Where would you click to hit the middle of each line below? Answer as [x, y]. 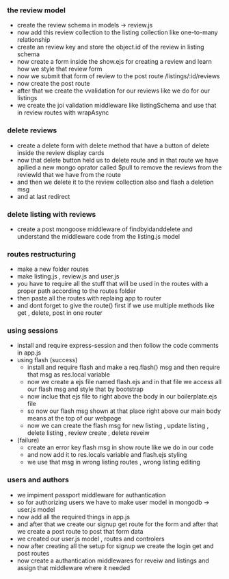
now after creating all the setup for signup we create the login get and [115, 546]
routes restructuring [42, 254]
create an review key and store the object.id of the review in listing [110, 47]
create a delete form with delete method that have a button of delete [113, 145]
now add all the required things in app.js [73, 517]
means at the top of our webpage [74, 418]
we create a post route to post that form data [80, 531]
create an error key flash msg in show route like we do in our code [120, 447]
